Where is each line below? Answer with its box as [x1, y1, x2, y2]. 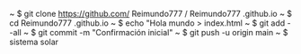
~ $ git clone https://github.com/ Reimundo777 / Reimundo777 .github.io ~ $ [9, 9, 293, 19]
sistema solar [9, 36, 59, 47]
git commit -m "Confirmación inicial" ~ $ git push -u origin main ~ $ [38, 27, 288, 37]
